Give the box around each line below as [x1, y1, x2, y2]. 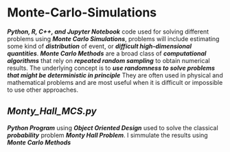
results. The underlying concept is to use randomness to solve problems [7, 64, 215, 72]
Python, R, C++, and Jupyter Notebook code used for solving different [7, 27, 209, 36]
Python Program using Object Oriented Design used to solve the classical [7, 123, 218, 131]
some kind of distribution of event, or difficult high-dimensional [7, 42, 192, 50]
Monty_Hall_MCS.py [7, 105, 97, 117]
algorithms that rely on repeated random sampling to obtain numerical [7, 56, 211, 64]
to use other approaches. [7, 86, 79, 94]
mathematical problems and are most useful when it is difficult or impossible [7, 78, 223, 86]
